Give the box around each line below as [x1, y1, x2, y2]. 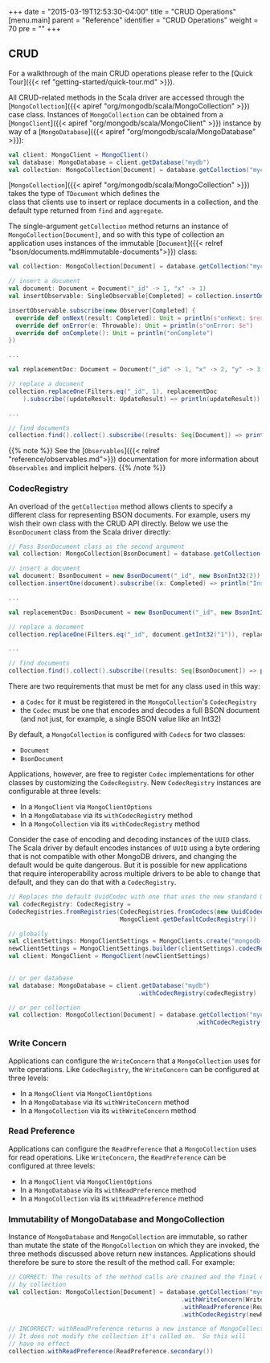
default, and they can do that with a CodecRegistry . [8, 878, 177, 887]
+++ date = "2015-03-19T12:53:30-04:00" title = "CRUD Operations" [8, 7, 237, 16]
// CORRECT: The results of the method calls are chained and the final [8, 1273, 257, 1281]
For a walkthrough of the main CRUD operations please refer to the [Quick [8, 68, 253, 78]
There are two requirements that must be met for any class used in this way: [8, 681, 260, 691]
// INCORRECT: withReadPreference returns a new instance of [8, 1325, 218, 1333]
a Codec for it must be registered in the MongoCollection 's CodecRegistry [19, 697, 257, 706]
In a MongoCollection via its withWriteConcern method [19, 1105, 197, 1115]
